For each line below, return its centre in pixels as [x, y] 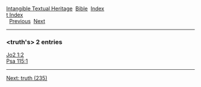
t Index [15, 15]
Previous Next [27, 21]
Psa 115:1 [17, 61]
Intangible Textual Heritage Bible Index [55, 9]
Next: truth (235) [27, 78]
